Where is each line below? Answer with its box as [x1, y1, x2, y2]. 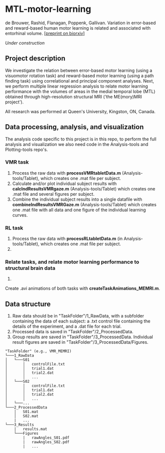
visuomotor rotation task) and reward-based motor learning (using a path [5, 73, 154, 79]
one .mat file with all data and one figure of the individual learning [12, 207, 146, 213]
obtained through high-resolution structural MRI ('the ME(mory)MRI [5, 93, 142, 99]
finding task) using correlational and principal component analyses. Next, [5, 78, 154, 84]
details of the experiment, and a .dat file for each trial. [12, 323, 122, 329]
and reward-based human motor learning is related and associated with [5, 25, 151, 31]
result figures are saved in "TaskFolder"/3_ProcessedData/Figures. [12, 339, 149, 345]
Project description [5, 54, 66, 63]
